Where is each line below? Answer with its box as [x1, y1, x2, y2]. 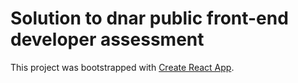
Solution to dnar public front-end [10, 7, 289, 30]
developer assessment [10, 28, 205, 51]
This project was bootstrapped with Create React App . [10, 61, 235, 73]
